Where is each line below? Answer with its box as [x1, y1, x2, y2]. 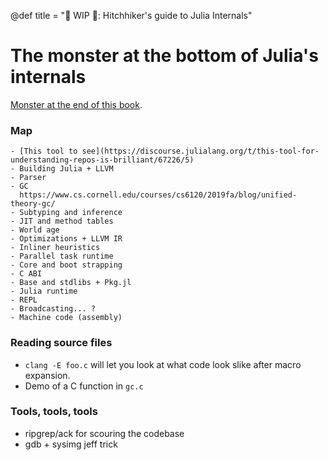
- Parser [10, 173, 47, 183]
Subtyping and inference [19, 208, 123, 218]
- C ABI [10, 269, 43, 279]
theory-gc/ [10, 199, 56, 209]
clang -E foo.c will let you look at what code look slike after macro [24, 358, 302, 370]
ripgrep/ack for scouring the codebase [24, 427, 185, 439]
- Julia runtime [10, 286, 78, 297]
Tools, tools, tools [10, 405, 98, 419]
